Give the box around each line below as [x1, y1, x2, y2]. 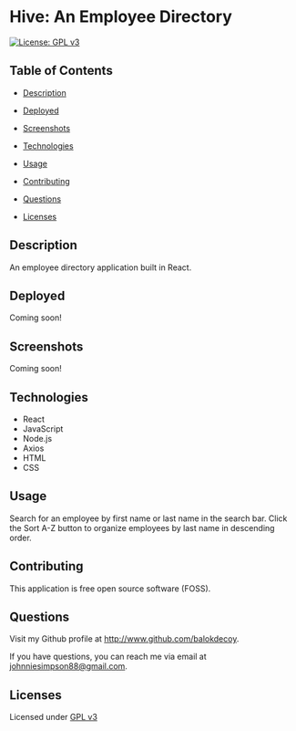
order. [9, 532, 32, 543]
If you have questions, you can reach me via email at [9, 651, 207, 663]
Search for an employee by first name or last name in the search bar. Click [9, 513, 288, 524]
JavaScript [22, 423, 64, 434]
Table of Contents [9, 63, 114, 78]
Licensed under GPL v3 [9, 712, 98, 723]
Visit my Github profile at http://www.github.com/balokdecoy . [9, 633, 240, 644]
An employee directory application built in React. [9, 262, 192, 273]
